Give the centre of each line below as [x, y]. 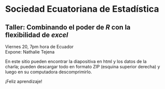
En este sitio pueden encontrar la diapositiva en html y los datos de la [76, 61]
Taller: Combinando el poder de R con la [68, 27]
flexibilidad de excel [37, 35]
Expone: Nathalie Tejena [30, 52]
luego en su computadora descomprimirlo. [49, 72]
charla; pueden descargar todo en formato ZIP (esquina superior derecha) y [82, 67]
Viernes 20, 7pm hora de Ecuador [39, 47]
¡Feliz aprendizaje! [24, 81]
